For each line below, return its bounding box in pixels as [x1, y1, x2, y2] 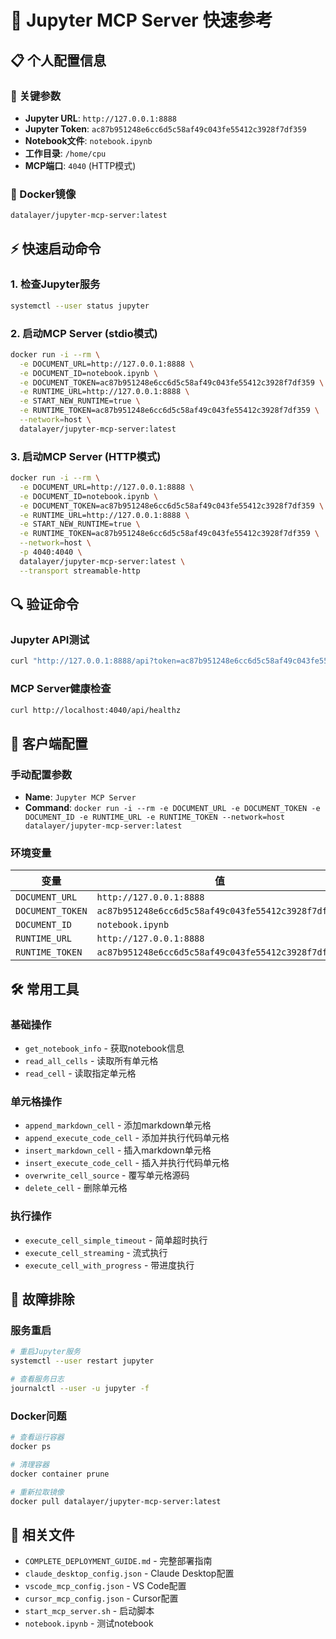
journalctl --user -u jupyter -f [10, 1384, 150, 1394]
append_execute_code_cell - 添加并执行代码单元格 [24, 1132, 230, 1144]
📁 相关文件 [10, 1526, 75, 1543]
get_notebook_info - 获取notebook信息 [24, 1042, 185, 1055]
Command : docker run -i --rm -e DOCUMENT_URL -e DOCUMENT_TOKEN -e [24, 802, 321, 814]
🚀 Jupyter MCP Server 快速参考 [10, 9, 273, 32]
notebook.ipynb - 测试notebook [24, 1617, 154, 1630]
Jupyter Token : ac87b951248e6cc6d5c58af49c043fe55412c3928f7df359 [24, 122, 307, 135]
